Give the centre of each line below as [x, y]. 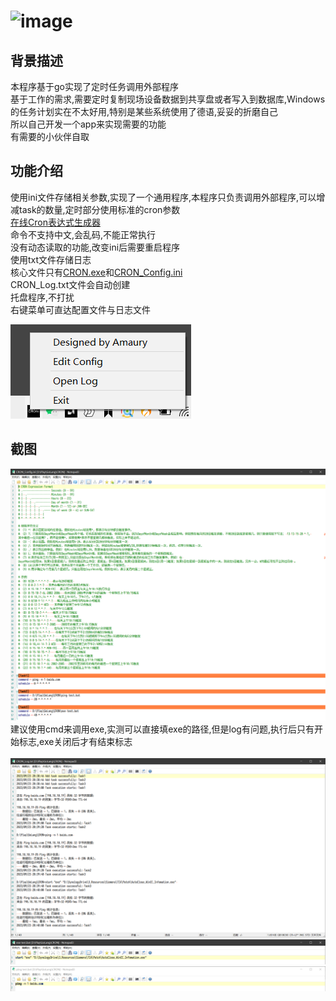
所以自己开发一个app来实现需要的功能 [88, 124]
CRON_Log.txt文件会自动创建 [70, 284]
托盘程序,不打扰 [42, 297]
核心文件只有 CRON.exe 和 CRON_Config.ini [96, 272]
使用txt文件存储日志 [51, 259]
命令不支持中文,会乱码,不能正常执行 [83, 234]
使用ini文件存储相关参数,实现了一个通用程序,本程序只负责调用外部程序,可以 [163, 197]
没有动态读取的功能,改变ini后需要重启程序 [95, 247]
